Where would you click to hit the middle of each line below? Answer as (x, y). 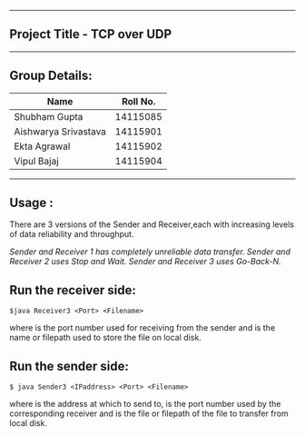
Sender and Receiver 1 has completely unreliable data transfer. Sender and (150, 252)
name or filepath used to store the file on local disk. (105, 338)
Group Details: (51, 76)
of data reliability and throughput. (72, 234)
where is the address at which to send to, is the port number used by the (145, 404)
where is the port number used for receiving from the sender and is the (142, 328)
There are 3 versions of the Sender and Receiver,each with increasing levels (152, 224)
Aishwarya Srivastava (60, 131)
